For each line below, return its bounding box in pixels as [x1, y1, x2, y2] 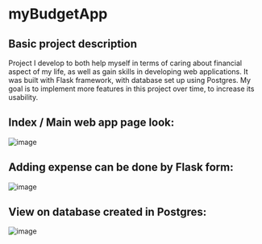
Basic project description [8, 37, 138, 51]
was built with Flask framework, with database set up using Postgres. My [8, 76, 252, 85]
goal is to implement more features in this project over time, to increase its [8, 84, 255, 93]
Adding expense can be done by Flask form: [8, 160, 234, 174]
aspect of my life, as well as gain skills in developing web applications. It [8, 67, 248, 77]
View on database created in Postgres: [8, 205, 207, 219]
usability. [8, 93, 39, 101]
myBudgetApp [8, 5, 108, 23]
